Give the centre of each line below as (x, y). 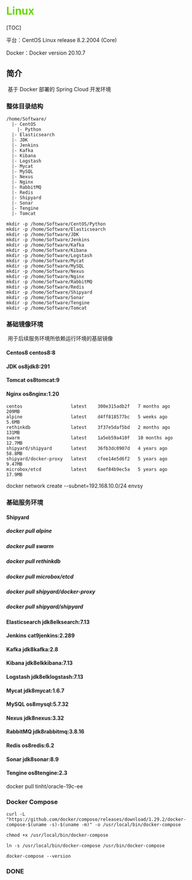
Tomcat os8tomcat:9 (33, 380)
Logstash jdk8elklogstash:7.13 (45, 677)
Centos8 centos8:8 (31, 352)
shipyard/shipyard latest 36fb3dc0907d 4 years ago (87, 448)
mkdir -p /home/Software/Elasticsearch (56, 229)
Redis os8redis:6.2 (30, 746)
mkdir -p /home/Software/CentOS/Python (56, 224)
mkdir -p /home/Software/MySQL (45, 266)
